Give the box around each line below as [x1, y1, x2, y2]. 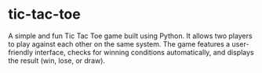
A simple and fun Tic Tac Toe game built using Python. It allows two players [8, 31, 253, 40]
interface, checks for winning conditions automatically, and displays [35, 47, 254, 57]
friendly [8, 47, 34, 57]
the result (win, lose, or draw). [8, 56, 106, 65]
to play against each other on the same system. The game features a [8, 39, 231, 48]
